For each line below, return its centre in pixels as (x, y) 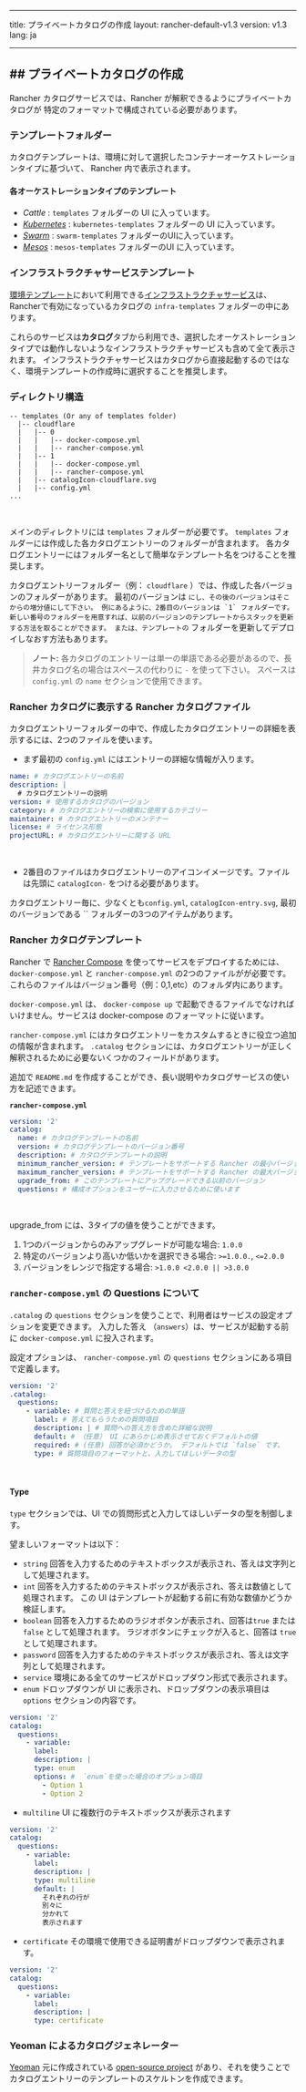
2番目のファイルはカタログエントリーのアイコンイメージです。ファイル (156, 872)
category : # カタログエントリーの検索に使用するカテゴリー (108, 810)
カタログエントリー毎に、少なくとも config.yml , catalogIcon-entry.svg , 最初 (153, 902)
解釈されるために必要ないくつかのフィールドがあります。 (117, 1057)
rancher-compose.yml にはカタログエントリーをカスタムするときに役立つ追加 (153, 1035)
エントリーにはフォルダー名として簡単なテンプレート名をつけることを (157, 554)
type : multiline (64, 1880)
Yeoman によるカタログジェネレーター (94, 2046)
